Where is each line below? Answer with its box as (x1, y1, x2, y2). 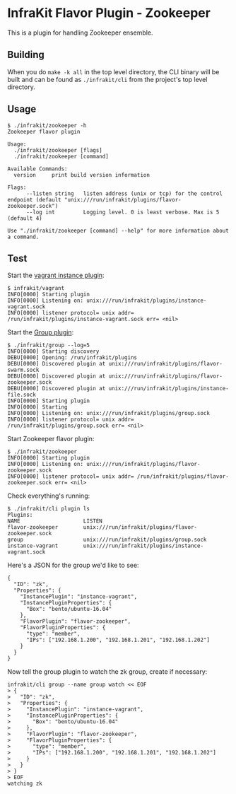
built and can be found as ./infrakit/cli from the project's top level (7, 75, 208, 83)
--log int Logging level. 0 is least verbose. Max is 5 (25, 209, 220, 216)
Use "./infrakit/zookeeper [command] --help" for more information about (7, 227, 230, 234)
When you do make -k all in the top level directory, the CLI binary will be (7, 67, 220, 76)
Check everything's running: (7, 491, 90, 500)
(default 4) (7, 214, 42, 222)
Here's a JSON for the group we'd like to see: (7, 561, 139, 570)
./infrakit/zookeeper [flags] (13, 146, 102, 153)
